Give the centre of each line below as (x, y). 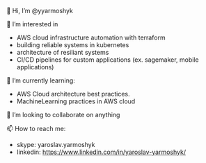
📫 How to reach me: (36, 129)
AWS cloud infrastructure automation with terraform (91, 37)
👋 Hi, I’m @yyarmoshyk (40, 11)
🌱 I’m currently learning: (41, 80)
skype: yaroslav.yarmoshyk (56, 145)
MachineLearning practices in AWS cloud (76, 101)
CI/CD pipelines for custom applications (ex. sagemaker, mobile (108, 60)
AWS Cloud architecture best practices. (73, 94)
